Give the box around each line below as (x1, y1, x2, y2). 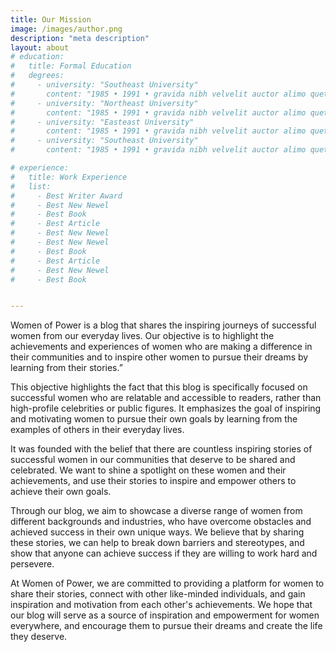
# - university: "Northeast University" (10, 98, 199, 108)
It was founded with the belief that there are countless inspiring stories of (10, 443, 313, 455)
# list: (10, 181, 52, 191)
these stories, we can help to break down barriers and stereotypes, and (10, 537, 305, 549)
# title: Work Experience (10, 172, 128, 182)
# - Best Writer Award (10, 191, 123, 201)
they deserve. (10, 631, 68, 643)
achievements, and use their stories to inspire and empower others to (10, 475, 297, 487)
